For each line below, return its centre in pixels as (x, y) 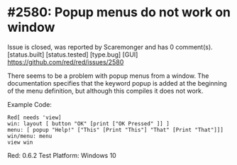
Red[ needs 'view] (34, 118)
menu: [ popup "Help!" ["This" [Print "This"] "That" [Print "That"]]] (115, 130)
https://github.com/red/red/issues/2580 (66, 62)
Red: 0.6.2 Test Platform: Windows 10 (62, 155)
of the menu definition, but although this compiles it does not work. (105, 91)
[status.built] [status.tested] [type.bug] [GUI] (73, 55)
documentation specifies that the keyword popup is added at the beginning (117, 83)
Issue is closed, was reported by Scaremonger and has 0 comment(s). (110, 47)
